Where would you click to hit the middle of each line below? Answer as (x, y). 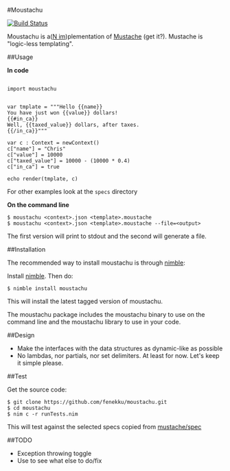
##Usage (20, 57)
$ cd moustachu (29, 408)
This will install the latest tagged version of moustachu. (85, 301)
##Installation (26, 249)
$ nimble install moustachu (47, 289)
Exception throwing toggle (54, 453)
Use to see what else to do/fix (59, 461)
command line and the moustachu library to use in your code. (94, 322)
